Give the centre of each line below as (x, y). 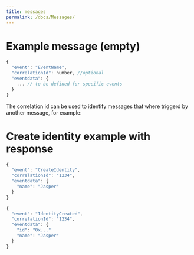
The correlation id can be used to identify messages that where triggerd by (97, 106)
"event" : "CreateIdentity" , (46, 170)
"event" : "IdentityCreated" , (47, 214)
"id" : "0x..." (34, 230)
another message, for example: (44, 112)
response (30, 149)
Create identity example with (78, 136)
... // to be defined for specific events (70, 84)
